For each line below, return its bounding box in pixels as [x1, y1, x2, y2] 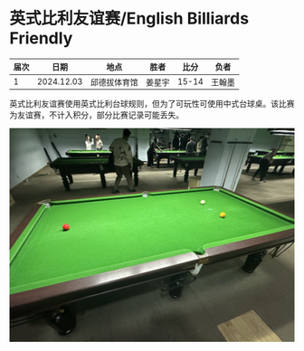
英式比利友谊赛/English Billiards [9, 8, 250, 29]
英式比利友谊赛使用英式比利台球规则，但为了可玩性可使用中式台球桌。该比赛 [9, 99, 295, 109]
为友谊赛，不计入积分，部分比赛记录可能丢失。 [9, 109, 184, 120]
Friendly [9, 28, 73, 49]
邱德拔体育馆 [90, 76, 138, 87]
